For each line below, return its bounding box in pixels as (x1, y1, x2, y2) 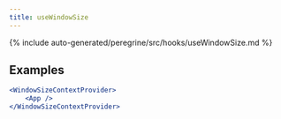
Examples (9, 63, 65, 78)
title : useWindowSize (9, 12, 89, 22)
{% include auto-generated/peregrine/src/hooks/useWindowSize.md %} (9, 37, 273, 48)
